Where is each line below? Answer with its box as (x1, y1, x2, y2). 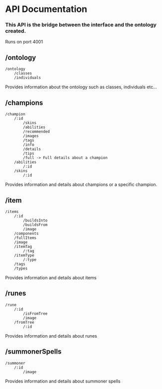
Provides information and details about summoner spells (5, 378, 121, 384)
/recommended (23, 129, 50, 134)
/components (14, 231, 39, 236)
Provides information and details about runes (5, 333, 97, 339)
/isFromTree (23, 311, 48, 316)
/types (14, 266, 28, 271)
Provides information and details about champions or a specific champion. (5, 182, 158, 188)
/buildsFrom (23, 222, 48, 227)
